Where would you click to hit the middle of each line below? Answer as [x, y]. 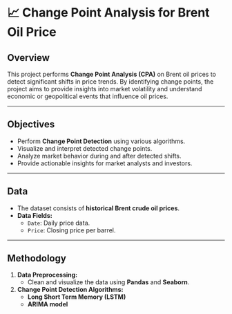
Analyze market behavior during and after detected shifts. [99, 156]
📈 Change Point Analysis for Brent [108, 13]
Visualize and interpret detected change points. [85, 148]
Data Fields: [35, 215]
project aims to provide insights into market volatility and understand [105, 89]
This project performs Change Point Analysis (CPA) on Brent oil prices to [112, 74]
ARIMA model [48, 304]
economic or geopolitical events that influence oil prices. [88, 96]
